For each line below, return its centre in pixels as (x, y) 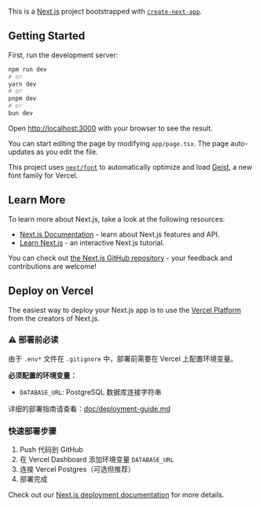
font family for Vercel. (43, 175)
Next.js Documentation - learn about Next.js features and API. (119, 234)
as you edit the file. (67, 152)
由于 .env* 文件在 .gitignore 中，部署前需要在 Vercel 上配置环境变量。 (123, 358)
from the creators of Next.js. (54, 318)
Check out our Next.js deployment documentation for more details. (116, 495)
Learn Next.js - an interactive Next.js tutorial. (92, 242)
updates (22, 152)
